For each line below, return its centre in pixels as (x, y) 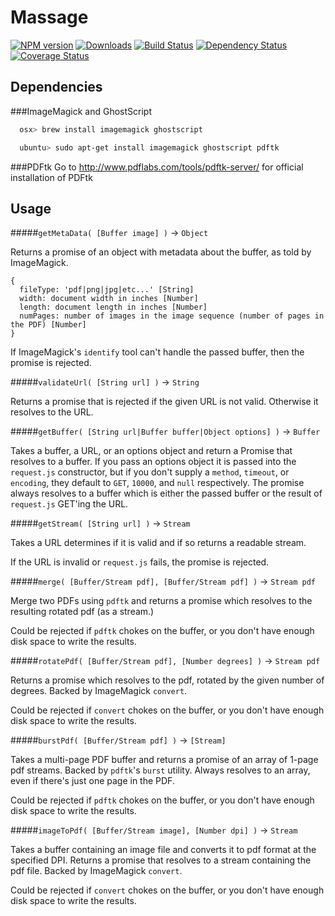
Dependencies (56, 87)
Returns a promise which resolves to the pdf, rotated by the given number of (167, 680)
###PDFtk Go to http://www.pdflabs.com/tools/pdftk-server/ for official (157, 167)
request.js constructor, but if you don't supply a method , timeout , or (150, 472)
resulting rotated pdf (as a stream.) (82, 612)
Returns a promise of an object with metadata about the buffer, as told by (161, 252)
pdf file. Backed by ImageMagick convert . (96, 871)
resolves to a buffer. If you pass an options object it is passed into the (153, 462)
